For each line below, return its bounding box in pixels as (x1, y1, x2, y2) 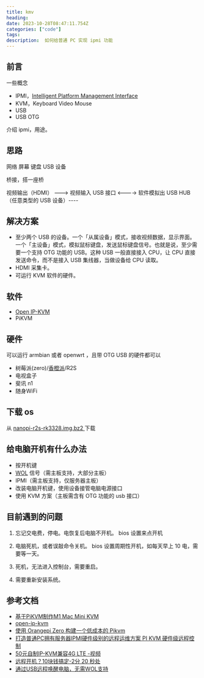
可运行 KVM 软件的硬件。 (15, 272, 79, 279)
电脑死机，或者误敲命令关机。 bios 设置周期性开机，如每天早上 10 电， (15, 542, 193, 549)
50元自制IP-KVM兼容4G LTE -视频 (15, 650, 101, 657)
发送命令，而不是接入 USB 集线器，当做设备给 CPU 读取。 (15, 257, 162, 264)
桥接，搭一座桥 (6, 176, 44, 183)
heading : (6, 15, 29, 21)
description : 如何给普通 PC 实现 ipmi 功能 (6, 37, 113, 43)
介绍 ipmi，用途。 (6, 126, 51, 133)
